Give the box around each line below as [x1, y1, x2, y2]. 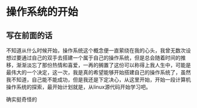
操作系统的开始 [6, 5, 79, 19]
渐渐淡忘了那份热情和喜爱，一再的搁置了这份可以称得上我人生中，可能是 [16, 62, 191, 68]
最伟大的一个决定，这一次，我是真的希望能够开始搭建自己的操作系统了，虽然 [6, 69, 191, 76]
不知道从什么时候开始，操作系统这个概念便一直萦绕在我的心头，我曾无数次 [6, 47, 186, 54]
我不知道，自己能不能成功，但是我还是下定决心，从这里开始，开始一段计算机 [6, 76, 191, 83]
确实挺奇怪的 [6, 96, 37, 103]
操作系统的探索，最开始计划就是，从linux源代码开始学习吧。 [6, 83, 151, 90]
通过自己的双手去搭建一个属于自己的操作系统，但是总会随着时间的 [21, 54, 181, 61]
